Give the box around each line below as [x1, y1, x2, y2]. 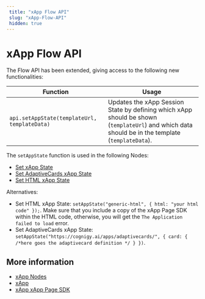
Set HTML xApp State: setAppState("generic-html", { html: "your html [15, 200, 199, 207]
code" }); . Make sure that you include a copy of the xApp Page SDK [15, 207, 187, 214]
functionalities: [6, 73, 44, 81]
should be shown [107, 113, 157, 122]
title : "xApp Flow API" [9, 9, 70, 15]
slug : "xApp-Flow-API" [9, 15, 67, 21]
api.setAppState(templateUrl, [9, 115, 98, 122]
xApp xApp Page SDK [15, 286, 70, 294]
